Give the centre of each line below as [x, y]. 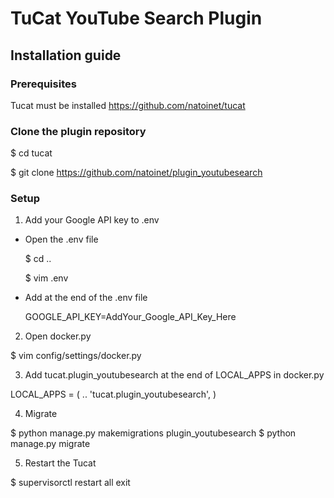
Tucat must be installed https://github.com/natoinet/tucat [128, 105]
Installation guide [66, 55]
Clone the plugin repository [78, 131]
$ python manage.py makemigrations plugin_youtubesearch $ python [153, 433]
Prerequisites [43, 84]
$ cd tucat [31, 153]
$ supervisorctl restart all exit [70, 483]
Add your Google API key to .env [92, 220]
